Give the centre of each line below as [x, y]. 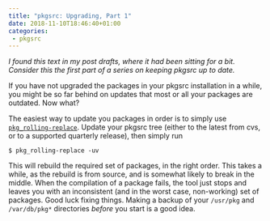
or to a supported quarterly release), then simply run [96, 136]
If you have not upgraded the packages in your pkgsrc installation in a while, [135, 86]
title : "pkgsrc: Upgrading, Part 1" [70, 16]
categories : [28, 31]
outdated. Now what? [44, 103]
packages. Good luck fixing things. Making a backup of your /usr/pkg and [131, 200]
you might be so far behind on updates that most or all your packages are [131, 95]
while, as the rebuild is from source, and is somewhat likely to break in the [131, 174]
